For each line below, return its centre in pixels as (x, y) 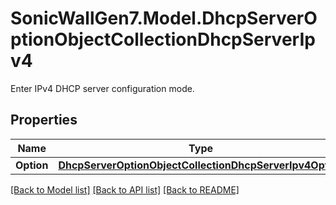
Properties (44, 120)
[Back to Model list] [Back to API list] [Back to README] (125, 189)
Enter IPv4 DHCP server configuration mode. (102, 88)
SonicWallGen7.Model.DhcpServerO (164, 18)
